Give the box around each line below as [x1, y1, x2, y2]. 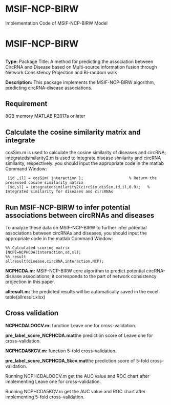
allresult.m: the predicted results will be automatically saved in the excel [5, 288, 159, 294]
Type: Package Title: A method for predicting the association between [5, 58, 154, 65]
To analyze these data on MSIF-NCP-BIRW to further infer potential [5, 224, 147, 230]
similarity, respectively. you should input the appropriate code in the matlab [5, 160, 164, 166]
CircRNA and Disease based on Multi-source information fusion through [5, 63, 157, 70]
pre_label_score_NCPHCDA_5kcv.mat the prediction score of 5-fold [5, 357, 149, 364]
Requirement [5, 99, 48, 108]
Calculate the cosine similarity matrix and [5, 127, 141, 136]
